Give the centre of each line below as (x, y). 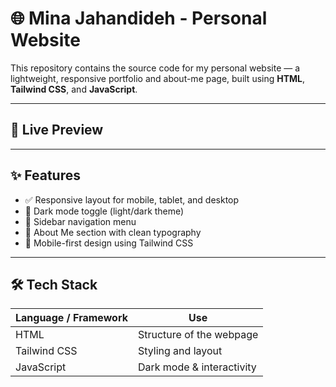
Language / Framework (71, 318)
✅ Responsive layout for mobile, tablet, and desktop (132, 199)
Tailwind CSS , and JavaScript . (74, 89)
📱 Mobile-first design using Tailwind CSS (109, 243)
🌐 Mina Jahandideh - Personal (139, 18)
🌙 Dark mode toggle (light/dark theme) (104, 211)
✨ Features (45, 175)
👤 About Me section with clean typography (113, 232)
